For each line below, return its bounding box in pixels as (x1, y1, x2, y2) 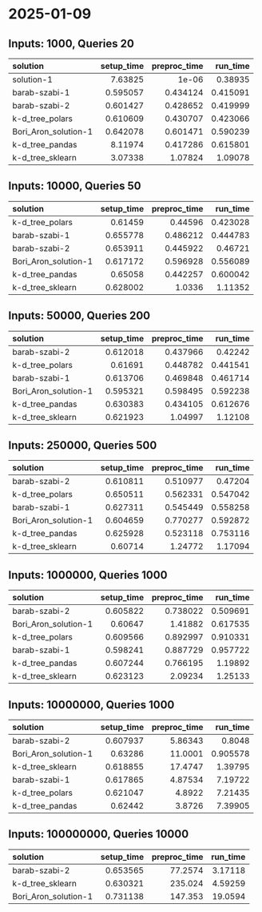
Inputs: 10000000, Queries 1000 (8, 698, 175, 712)
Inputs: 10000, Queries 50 (8, 180, 141, 193)
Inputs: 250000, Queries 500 (8, 438, 157, 453)
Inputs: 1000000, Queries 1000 (8, 568, 168, 582)
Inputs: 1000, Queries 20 (8, 37, 134, 50)
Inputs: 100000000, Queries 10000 (8, 827, 189, 841)
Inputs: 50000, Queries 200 (8, 309, 151, 323)
